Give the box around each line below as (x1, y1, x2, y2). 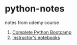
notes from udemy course (5, 19, 59, 25)
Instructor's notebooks (12, 34, 60, 40)
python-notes (5, 3, 65, 14)
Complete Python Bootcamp (12, 29, 72, 35)
